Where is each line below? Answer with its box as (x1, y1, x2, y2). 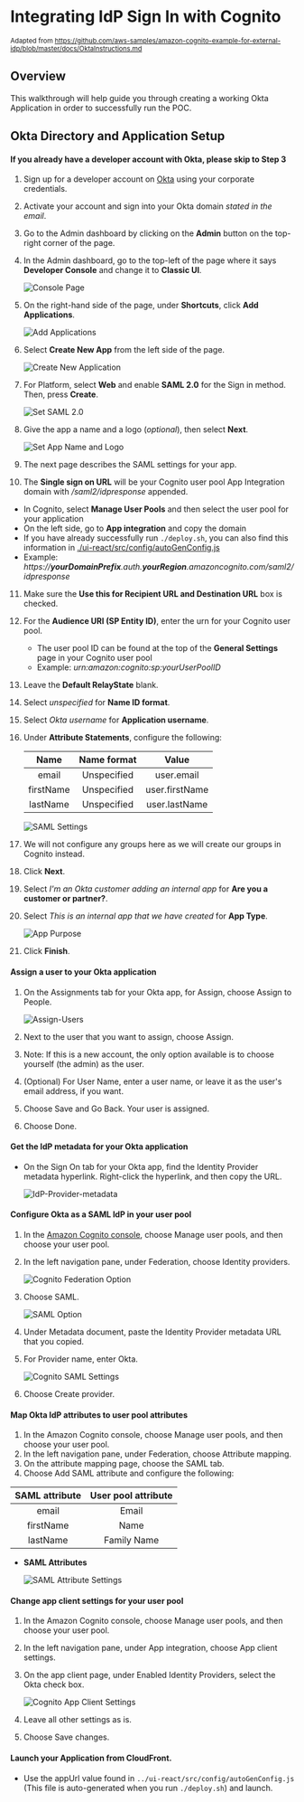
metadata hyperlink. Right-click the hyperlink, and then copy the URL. (23, 1171, 282, 1182)
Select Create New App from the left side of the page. (23, 344, 225, 355)
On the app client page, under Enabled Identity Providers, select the (23, 1670, 276, 1681)
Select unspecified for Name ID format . (23, 697, 170, 708)
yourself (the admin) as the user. (23, 1058, 145, 1069)
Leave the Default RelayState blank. (23, 680, 159, 691)
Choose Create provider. (23, 1388, 115, 1399)
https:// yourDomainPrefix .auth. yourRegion (23, 561, 188, 572)
